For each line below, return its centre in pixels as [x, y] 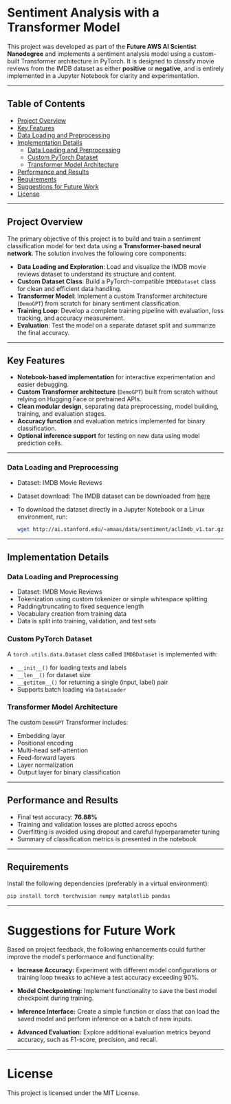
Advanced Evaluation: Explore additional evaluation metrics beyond [114, 1032]
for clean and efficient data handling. [69, 288]
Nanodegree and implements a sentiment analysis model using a [99, 54]
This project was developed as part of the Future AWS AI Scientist [102, 46]
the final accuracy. [43, 332]
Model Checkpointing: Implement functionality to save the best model [117, 991]
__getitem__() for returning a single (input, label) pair [92, 682]
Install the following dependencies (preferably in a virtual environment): [108, 883]
